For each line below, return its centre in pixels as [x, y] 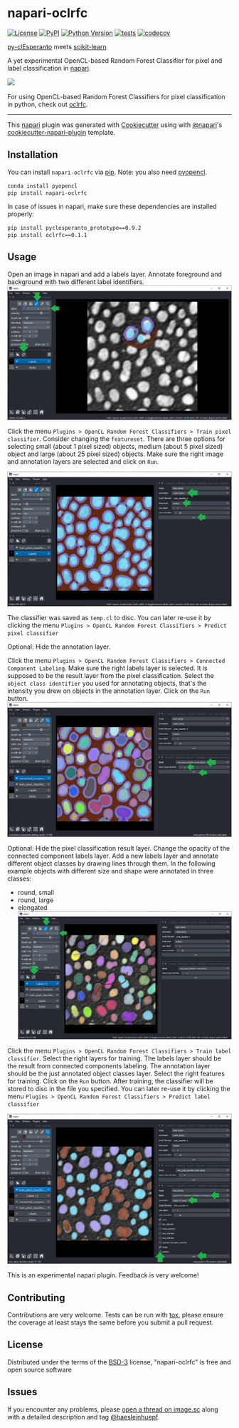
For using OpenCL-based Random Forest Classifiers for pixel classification [116, 96]
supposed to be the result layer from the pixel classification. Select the [111, 675]
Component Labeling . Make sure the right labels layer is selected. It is [107, 668]
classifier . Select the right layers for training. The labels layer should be [115, 1058]
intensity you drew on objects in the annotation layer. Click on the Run [109, 691]
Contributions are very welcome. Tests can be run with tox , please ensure [116, 1315]
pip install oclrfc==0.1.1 [47, 235]
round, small [36, 892]
